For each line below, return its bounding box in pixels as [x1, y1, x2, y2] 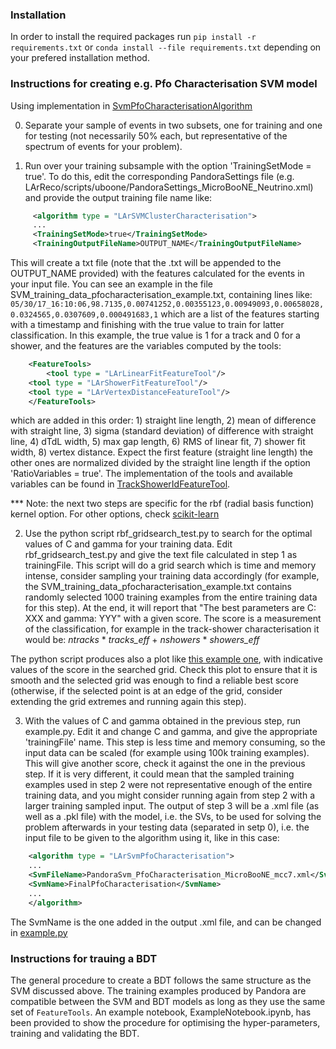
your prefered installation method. [10, 52, 150, 64]
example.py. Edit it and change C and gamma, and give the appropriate [24, 726, 318, 738]
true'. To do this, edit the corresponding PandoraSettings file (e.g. [24, 170, 295, 182]
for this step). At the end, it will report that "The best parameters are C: [24, 602, 317, 614]
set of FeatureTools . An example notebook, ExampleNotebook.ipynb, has [10, 1006, 312, 1018]
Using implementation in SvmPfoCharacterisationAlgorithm [10, 99, 253, 112]
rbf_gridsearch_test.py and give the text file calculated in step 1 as [24, 549, 298, 561]
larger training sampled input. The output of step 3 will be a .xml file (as [24, 800, 320, 812]
